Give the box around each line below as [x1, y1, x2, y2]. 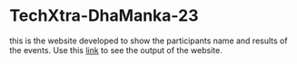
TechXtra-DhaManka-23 [9, 5, 199, 26]
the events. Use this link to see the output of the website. [9, 44, 223, 55]
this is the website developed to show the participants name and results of [9, 35, 288, 46]
